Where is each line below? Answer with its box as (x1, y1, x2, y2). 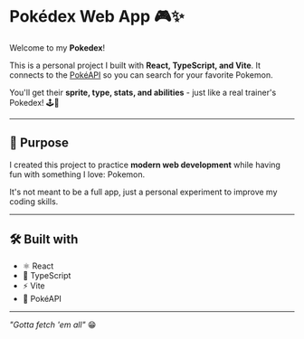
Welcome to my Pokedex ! (9, 42, 106, 53)
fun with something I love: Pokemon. (9, 168, 146, 180)
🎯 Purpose (9, 136, 70, 151)
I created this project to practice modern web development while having (9, 159, 280, 170)
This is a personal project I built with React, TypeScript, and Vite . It (9, 60, 261, 71)
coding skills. (9, 195, 59, 207)
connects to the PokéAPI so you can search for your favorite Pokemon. (9, 69, 273, 80)
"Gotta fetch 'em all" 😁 (9, 319, 97, 330)
